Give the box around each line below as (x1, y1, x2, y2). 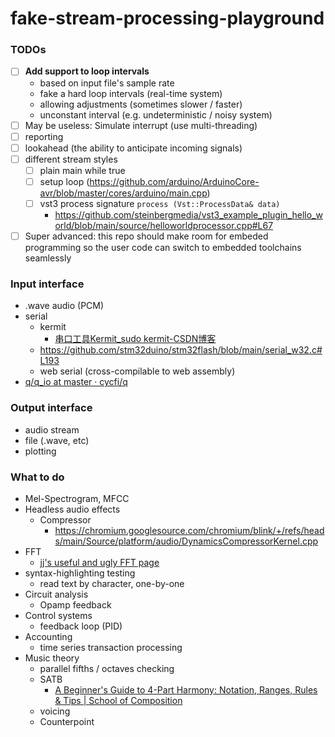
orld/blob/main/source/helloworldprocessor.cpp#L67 (54, 219, 274, 231)
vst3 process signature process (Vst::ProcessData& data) (39, 197, 281, 209)
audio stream (24, 423, 80, 436)
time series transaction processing (39, 641, 183, 653)
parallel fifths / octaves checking (39, 662, 175, 674)
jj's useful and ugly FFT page (39, 556, 160, 568)
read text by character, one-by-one (39, 577, 185, 589)
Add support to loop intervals (24, 65, 150, 77)
